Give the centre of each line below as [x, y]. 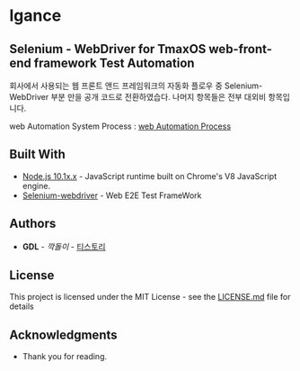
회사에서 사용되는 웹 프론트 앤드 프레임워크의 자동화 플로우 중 [116, 86]
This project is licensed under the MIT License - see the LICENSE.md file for [150, 297]
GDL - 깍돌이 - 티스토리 [64, 246]
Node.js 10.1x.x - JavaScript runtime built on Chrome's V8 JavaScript [150, 176]
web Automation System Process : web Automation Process [120, 126]
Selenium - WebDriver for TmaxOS [108, 49]
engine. [36, 185]
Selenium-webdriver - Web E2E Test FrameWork [112, 195]
